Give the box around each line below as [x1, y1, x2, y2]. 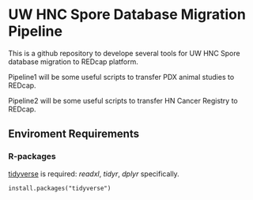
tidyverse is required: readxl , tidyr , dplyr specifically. [8, 168, 179, 179]
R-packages [8, 151, 57, 162]
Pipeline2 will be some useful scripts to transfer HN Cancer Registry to [8, 96, 239, 105]
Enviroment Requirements [8, 127, 140, 141]
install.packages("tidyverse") [8, 184, 111, 192]
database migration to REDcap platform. [8, 57, 138, 66]
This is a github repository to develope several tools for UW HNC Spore [8, 48, 240, 58]
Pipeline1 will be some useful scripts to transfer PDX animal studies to [8, 72, 235, 81]
